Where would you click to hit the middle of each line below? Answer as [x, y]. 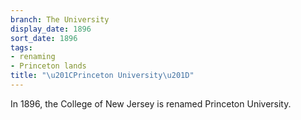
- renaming [33, 57]
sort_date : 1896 [44, 38]
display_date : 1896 [51, 29]
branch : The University [60, 19]
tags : [21, 47]
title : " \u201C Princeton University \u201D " [102, 76]
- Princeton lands [48, 66]
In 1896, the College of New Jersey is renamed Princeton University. [151, 103]
